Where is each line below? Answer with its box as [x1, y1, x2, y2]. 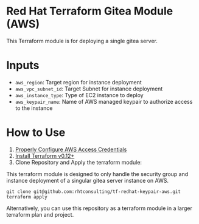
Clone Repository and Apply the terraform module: [15, 158, 142, 166]
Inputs [6, 59, 40, 72]
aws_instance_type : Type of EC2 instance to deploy [15, 91, 144, 98]
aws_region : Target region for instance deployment [15, 78, 142, 86]
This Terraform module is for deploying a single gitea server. [6, 37, 158, 44]
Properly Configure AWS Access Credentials [15, 146, 127, 153]
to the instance [15, 104, 53, 112]
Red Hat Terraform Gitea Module [6, 4, 173, 18]
